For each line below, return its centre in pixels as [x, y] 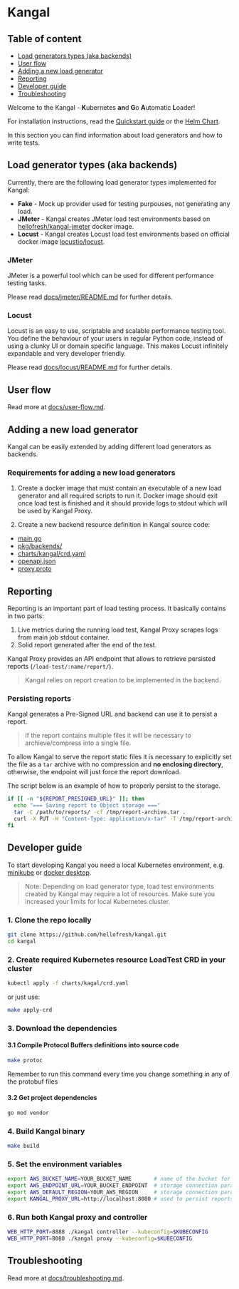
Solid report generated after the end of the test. [87, 645]
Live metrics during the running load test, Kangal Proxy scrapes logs [118, 630]
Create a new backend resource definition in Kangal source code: [114, 525]
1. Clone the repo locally [49, 920]
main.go [30, 538]
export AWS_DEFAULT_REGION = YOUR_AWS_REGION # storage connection [113, 1192]
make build [23, 1146]
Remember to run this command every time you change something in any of [119, 1074]
